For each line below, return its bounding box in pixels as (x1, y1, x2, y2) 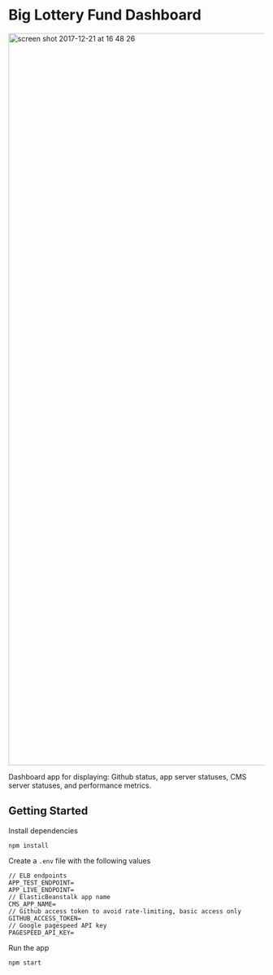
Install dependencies (8, 825, 79, 836)
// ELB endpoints (8, 872, 67, 880)
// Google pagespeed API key (8, 921, 107, 929)
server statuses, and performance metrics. (8, 780, 152, 790)
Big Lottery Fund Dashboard (8, 6, 201, 24)
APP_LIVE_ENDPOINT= (8, 885, 75, 894)
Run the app (8, 942, 50, 952)
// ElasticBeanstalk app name (8, 893, 111, 901)
